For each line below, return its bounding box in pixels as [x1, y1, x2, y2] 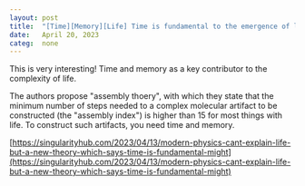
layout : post [9, 13, 59, 23]
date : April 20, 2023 [9, 30, 100, 39]
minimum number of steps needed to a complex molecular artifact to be [9, 101, 278, 112]
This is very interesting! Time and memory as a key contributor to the [9, 64, 268, 74]
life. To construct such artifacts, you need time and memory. [9, 120, 235, 131]
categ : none [9, 38, 59, 48]
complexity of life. [9, 73, 77, 84]
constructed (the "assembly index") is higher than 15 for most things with [9, 110, 283, 121]
